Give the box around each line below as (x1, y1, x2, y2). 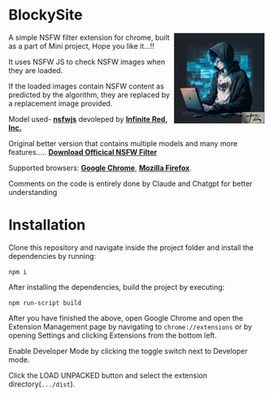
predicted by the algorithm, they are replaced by (8, 89, 171, 99)
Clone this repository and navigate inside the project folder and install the (8, 242, 254, 252)
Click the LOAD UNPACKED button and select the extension (8, 370, 207, 380)
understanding (8, 187, 58, 196)
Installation (8, 216, 86, 235)
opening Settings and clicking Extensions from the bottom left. (8, 330, 217, 340)
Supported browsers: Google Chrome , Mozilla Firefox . (8, 162, 193, 172)
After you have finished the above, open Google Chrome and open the (8, 313, 244, 322)
